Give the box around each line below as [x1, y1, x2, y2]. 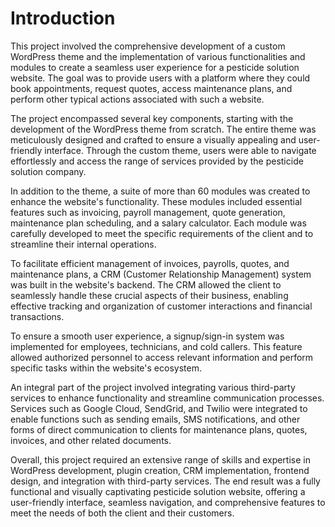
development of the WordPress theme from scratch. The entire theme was [10, 123, 317, 135]
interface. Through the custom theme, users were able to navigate [44, 144, 317, 156]
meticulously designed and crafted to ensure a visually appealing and [10, 133, 297, 146]
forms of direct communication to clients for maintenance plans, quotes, [10, 423, 308, 436]
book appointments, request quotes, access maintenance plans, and [10, 82, 293, 94]
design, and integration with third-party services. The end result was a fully [10, 475, 321, 487]
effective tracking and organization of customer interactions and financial [10, 300, 313, 312]
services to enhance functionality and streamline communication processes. [10, 392, 325, 404]
